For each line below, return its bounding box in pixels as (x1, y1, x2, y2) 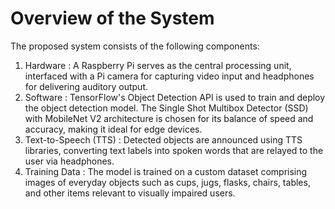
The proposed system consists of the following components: (10, 40, 260, 52)
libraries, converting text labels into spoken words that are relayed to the (24, 144, 324, 156)
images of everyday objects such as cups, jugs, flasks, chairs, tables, (24, 176, 311, 188)
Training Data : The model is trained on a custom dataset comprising (24, 165, 308, 177)
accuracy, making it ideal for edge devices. (24, 123, 203, 135)
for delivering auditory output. (24, 80, 148, 92)
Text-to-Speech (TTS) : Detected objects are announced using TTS (24, 133, 303, 146)
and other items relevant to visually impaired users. (24, 187, 236, 199)
